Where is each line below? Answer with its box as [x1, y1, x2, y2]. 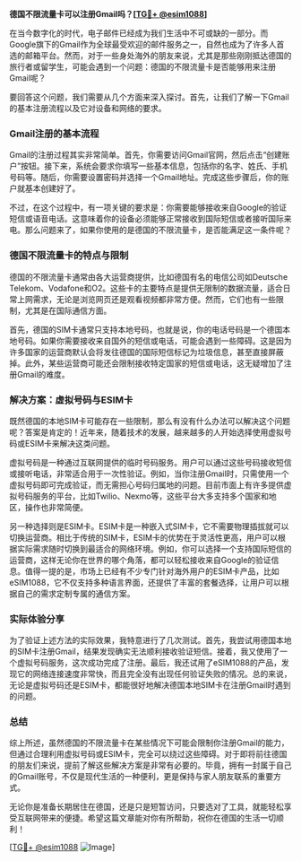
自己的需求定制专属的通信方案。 [16, 587, 135, 599]
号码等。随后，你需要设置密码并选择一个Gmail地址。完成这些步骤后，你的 [9, 172, 282, 183]
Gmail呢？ [9, 73, 47, 83]
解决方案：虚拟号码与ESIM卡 [9, 394, 133, 406]
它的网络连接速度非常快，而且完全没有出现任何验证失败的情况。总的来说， [16, 668, 292, 680]
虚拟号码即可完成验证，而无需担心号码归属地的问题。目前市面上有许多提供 [9, 479, 284, 490]
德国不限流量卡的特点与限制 [9, 249, 129, 262]
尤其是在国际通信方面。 [24, 305, 112, 316]
